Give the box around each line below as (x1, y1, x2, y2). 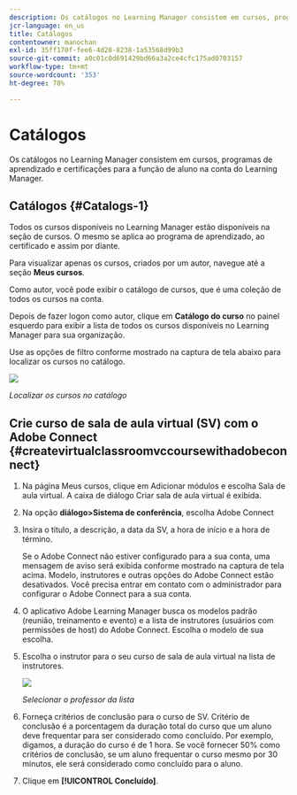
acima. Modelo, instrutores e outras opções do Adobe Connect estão (21, 570, 274, 581)
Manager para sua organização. (9, 329, 126, 341)
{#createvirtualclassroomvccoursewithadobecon (9, 444, 287, 459)
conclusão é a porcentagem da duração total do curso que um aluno (21, 721, 272, 731)
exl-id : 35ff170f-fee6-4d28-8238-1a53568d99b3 (9, 46, 184, 55)
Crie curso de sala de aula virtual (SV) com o (9, 415, 259, 430)
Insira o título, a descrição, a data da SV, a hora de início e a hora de (21, 524, 270, 536)
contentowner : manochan (9, 37, 97, 47)
